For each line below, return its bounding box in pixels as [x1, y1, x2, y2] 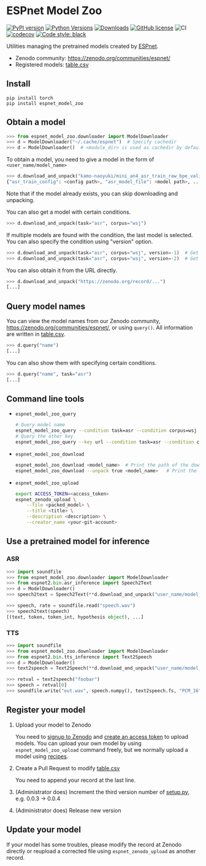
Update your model [6, 824, 82, 835]
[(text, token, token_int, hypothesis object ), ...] [6, 614, 144, 620]
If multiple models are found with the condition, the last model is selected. [6, 231, 193, 238]
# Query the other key [15, 434, 74, 440]
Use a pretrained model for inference [6, 536, 150, 547]
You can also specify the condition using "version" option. [6, 238, 153, 245]
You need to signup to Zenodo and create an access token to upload [15, 733, 189, 740]
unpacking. [6, 196, 35, 203]
